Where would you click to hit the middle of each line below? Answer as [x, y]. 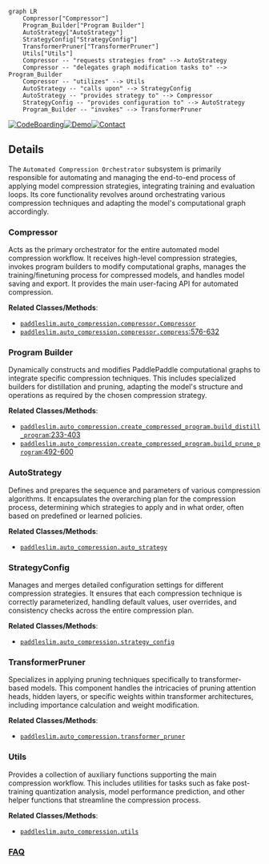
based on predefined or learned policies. [75, 516]
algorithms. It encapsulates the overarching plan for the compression [122, 498]
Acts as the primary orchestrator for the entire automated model [114, 250]
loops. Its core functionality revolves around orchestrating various [117, 194]
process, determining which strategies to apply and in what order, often [126, 507]
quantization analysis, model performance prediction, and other [140, 791]
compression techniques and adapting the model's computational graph [127, 203]
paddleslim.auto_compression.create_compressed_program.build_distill [140, 427]
